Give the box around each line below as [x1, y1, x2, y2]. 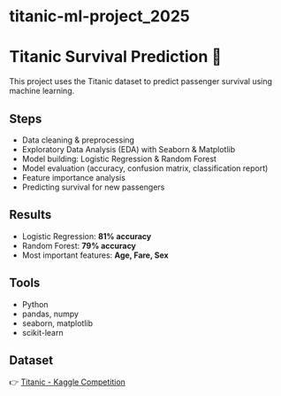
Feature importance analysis [21, 172, 126, 182]
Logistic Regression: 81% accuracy [21, 230, 152, 241]
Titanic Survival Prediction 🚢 [9, 47, 223, 67]
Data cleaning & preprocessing [21, 135, 135, 145]
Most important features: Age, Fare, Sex [21, 250, 170, 260]
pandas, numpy [21, 308, 80, 319]
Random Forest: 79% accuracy [21, 240, 137, 251]
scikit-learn [21, 327, 64, 338]
